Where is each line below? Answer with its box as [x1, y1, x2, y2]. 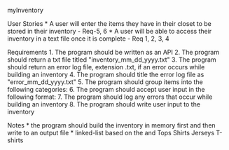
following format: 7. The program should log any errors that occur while [7, 93, 213, 101]
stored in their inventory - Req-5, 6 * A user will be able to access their [7, 27, 212, 35]
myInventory [7, 6, 44, 14]
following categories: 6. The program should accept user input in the [7, 86, 205, 93]
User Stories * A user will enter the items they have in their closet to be [7, 20, 211, 27]
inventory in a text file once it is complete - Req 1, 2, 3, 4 [7, 34, 169, 43]
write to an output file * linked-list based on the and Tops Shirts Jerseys [7, 129, 215, 137]
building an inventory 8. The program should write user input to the [7, 100, 201, 108]
